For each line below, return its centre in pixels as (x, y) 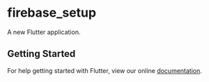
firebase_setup (52, 13)
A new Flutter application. (44, 32)
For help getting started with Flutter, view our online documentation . (104, 70)
